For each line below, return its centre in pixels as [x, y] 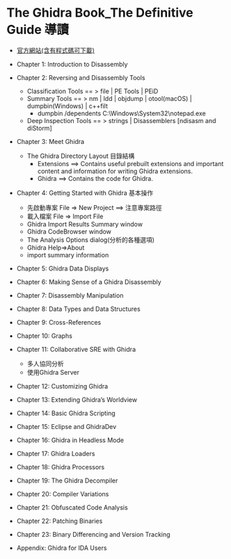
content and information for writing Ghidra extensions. [115, 171]
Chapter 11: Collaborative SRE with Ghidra [76, 349]
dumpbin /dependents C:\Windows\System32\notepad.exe [121, 113]
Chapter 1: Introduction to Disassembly [72, 64]
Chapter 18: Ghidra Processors [61, 467]
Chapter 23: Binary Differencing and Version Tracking [94, 534]
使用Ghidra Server [53, 372]
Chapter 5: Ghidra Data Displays [63, 268]
